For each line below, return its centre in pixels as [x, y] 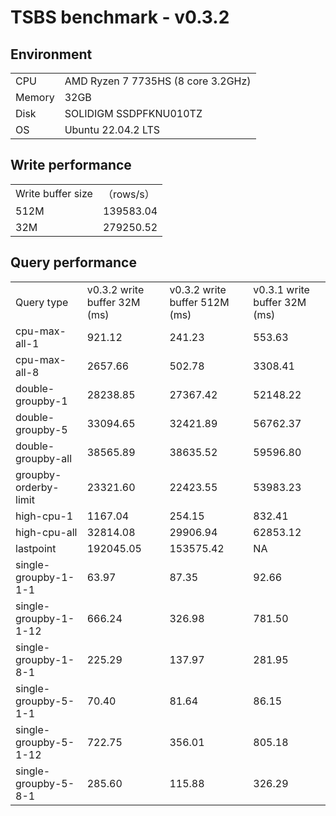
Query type [42, 302]
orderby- [37, 487]
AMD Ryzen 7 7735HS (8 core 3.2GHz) [158, 81]
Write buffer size [54, 193]
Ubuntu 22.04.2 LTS [112, 129]
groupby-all [44, 458]
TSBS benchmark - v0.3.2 [120, 17]
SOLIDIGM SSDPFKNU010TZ [133, 113]
